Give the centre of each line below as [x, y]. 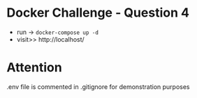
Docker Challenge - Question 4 [98, 13]
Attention [34, 68]
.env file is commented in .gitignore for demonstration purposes [98, 87]
